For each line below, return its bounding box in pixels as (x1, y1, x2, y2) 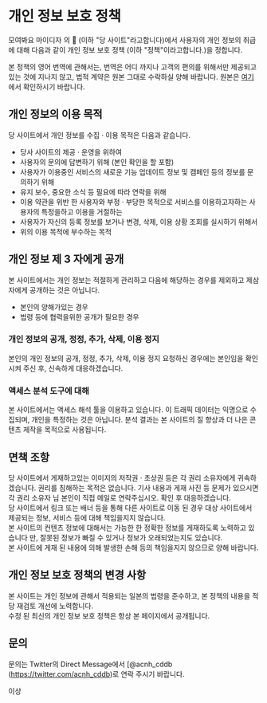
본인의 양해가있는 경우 (19, 302, 89, 312)
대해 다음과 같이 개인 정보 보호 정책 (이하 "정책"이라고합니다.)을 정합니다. (16, 45, 243, 54)
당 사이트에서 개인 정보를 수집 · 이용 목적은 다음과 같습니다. (8, 130, 191, 139)
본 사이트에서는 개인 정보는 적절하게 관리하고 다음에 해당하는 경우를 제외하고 (8, 275, 245, 285)
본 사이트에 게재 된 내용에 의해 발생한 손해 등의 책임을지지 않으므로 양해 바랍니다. (8, 543, 259, 552)
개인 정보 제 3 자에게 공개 (8, 253, 124, 266)
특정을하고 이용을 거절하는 (41, 206, 123, 216)
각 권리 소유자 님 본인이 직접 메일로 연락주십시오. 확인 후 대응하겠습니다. (8, 493, 231, 502)
